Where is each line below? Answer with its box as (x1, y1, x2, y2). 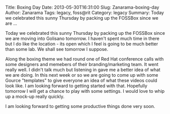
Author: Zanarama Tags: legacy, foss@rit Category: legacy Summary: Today (5, 10, 164, 16)
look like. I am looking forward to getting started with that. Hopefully (5, 83, 148, 89)
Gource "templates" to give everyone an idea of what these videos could (5, 78, 157, 83)
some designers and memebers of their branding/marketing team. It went (5, 62, 159, 67)
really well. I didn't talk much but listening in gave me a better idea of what (5, 67, 161, 73)
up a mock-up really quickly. (5, 93, 65, 99)
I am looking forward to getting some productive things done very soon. (5, 103, 156, 109)
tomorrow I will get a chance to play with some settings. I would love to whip (5, 88, 165, 94)
